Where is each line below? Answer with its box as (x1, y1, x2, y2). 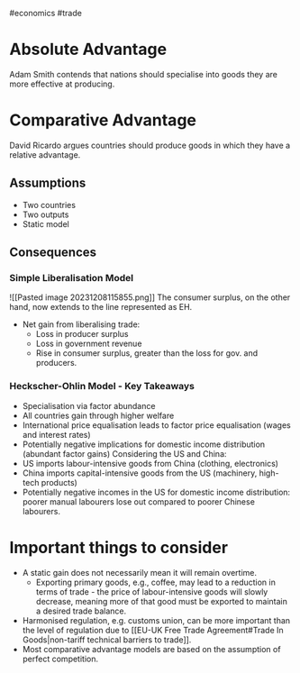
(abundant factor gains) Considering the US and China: (22, 448, 227, 459)
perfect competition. (22, 653, 99, 664)
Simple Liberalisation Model (9, 272, 133, 284)
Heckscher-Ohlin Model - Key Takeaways (9, 380, 195, 393)
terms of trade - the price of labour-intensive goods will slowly (35, 586, 268, 597)
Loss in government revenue (35, 338, 142, 350)
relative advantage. (9, 149, 81, 160)
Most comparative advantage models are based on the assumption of (22, 643, 281, 654)
